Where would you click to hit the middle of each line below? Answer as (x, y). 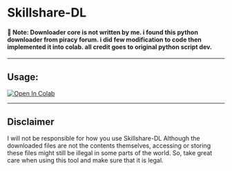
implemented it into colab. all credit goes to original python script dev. (110, 47)
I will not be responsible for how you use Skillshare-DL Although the (104, 139)
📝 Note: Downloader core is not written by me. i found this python (103, 32)
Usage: (23, 77)
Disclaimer (31, 122)
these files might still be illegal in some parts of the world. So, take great (110, 153)
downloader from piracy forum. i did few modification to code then (105, 39)
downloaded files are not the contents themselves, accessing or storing (109, 145)
